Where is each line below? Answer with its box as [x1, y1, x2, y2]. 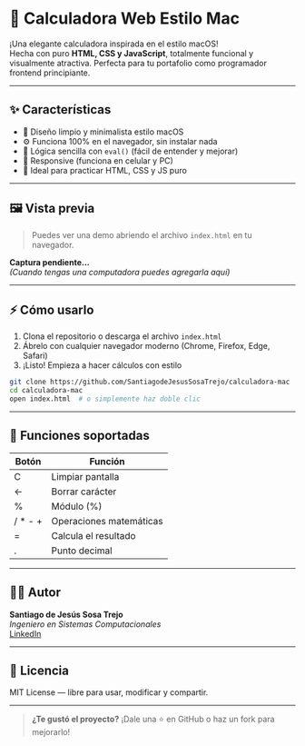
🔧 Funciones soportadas [9, 428, 150, 443]
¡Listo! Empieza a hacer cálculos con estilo [22, 360, 182, 371]
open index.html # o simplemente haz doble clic [9, 394, 202, 403]
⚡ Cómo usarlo [9, 302, 94, 317]
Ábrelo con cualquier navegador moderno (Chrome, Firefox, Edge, [22, 341, 271, 352]
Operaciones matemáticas [51, 514, 163, 527]
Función [89, 454, 125, 467]
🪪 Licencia [9, 663, 70, 679]
